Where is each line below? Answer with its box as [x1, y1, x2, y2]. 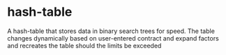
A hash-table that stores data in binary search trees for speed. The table [7, 27, 215, 35]
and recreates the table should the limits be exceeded [7, 41, 162, 49]
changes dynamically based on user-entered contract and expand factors [7, 34, 220, 42]
